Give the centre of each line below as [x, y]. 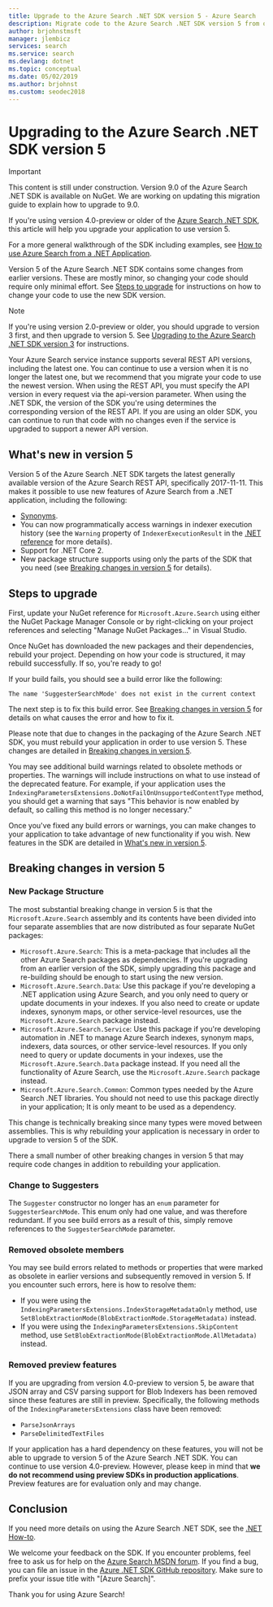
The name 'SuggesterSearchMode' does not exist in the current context [132, 694]
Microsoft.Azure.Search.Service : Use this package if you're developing [140, 1028]
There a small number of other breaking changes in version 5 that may [126, 1155]
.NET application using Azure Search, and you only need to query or [134, 994]
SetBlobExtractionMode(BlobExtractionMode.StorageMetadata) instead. [139, 1318]
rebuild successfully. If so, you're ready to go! [85, 663]
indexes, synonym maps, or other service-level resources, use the [131, 1011]
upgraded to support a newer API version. [78, 429]
